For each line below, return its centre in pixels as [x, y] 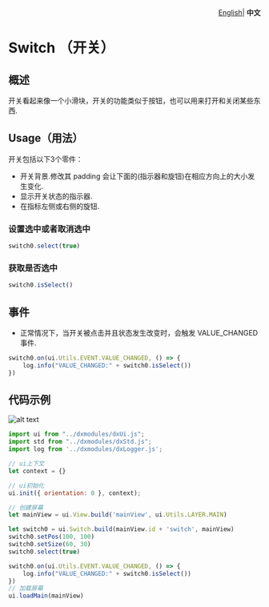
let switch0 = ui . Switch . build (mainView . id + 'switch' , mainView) [121, 529]
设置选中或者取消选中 [49, 229]
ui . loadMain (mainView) [46, 596]
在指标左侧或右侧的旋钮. [60, 206]
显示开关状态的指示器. [56, 196]
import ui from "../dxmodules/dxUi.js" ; [77, 434]
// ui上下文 [26, 464]
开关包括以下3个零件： [46, 159]
